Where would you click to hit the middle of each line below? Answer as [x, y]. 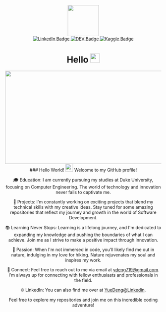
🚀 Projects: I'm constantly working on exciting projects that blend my [83, 202]
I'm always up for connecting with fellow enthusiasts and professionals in [83, 275]
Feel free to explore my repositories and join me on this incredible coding [83, 300]
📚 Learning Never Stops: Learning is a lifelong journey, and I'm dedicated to [83, 227]
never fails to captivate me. [83, 192]
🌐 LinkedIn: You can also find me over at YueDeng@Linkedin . [83, 290]
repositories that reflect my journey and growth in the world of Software [83, 212]
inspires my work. [83, 260]
